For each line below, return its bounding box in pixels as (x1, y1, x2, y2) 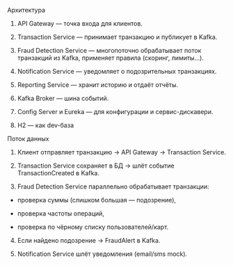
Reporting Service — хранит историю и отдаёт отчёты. (17, 81, 179, 89)
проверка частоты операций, (17, 209, 104, 218)
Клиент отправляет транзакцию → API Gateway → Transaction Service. (17, 148, 226, 156)
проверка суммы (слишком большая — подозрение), (17, 196, 176, 204)
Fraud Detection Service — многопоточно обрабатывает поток (17, 47, 202, 54)
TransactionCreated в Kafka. (17, 169, 99, 177)
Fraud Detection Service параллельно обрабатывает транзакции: (17, 182, 210, 191)
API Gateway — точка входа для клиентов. (17, 19, 143, 27)
